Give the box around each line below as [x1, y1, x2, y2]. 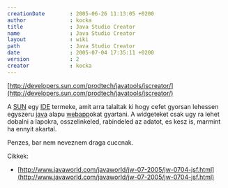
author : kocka [7, 17, 92, 24]
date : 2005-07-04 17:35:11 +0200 [7, 50, 155, 57]
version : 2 [7, 56, 79, 63]
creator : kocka [7, 62, 92, 69]
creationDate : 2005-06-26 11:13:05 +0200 [7, 10, 155, 17]
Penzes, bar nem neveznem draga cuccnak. [7, 138, 134, 147]
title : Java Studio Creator [7, 23, 136, 30]
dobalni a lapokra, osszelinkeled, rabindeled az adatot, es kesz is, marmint [7, 117, 221, 126]
